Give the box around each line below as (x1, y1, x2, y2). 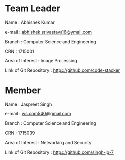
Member (5, 85, 41, 96)
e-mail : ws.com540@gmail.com (5, 110, 71, 116)
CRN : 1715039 (5, 130, 35, 136)
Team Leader (5, 3, 61, 14)
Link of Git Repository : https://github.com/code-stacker (5, 67, 120, 73)
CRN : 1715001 (5, 48, 34, 54)
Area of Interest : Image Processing (5, 57, 78, 63)
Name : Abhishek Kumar (5, 19, 55, 25)
